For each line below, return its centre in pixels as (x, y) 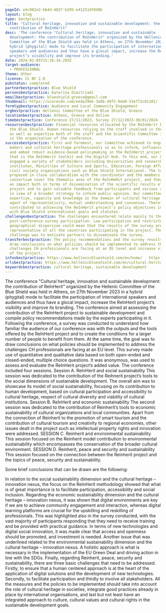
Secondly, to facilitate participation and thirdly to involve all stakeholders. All (83, 578)
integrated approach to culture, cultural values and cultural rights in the (78, 600)
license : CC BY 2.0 (25, 79)
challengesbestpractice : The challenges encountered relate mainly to (79, 217)
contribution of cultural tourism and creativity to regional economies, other (81, 423)
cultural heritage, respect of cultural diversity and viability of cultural (75, 396)
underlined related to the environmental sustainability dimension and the (79, 542)
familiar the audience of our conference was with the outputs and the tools (81, 328)
